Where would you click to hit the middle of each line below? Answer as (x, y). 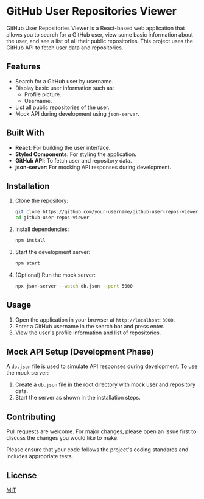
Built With (25, 133)
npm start (28, 263)
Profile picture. (43, 94)
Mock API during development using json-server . (77, 113)
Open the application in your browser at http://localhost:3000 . (95, 320)
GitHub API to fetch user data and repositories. (65, 48)
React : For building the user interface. (63, 147)
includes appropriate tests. (40, 456)
